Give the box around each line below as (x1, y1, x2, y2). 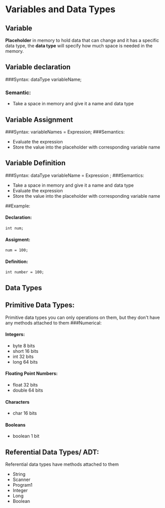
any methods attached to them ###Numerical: (5, 319, 102, 326)
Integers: (5, 332, 25, 338)
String (12, 471, 26, 477)
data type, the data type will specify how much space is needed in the (5, 43, 153, 49)
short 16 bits (12, 348, 39, 354)
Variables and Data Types (5, 4, 116, 15)
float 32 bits (12, 381, 38, 387)
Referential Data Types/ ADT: (5, 447, 99, 456)
